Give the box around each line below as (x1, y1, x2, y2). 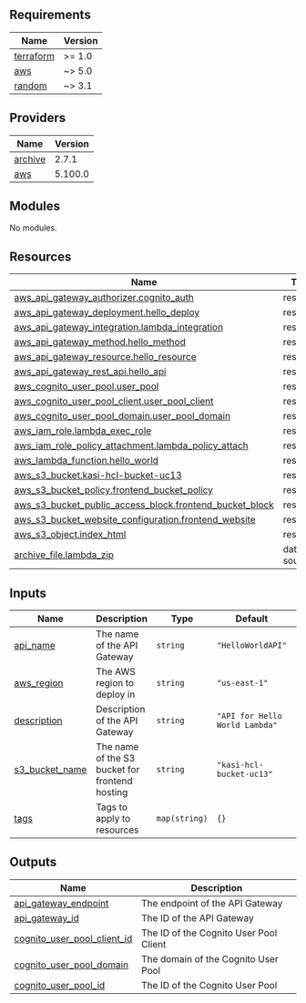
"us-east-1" (217, 678, 269, 689)
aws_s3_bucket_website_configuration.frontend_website (14, 514, 257, 527)
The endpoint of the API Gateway (140, 896, 283, 909)
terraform (14, 49, 56, 62)
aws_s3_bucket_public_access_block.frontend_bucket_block (14, 498, 275, 511)
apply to (95, 813, 131, 825)
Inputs (9, 585, 47, 600)
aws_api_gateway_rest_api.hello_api (14, 365, 167, 378)
